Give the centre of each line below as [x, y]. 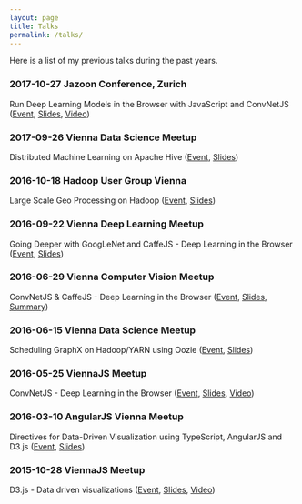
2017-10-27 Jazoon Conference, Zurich [98, 85]
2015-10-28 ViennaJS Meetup [77, 469]
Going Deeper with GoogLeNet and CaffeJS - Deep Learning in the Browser [151, 244]
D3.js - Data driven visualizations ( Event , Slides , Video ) [112, 490]
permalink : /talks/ [46, 35]
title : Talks [34, 26]
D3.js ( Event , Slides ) [47, 446]
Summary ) [29, 307]
